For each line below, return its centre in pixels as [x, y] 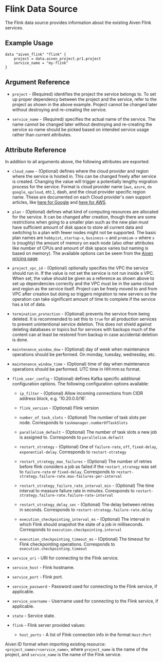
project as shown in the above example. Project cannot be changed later [85, 104]
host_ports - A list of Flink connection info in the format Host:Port [85, 635]
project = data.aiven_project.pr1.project [57, 59]
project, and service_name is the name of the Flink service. [63, 655]
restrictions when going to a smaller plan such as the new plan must [80, 222]
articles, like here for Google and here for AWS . [59, 202]
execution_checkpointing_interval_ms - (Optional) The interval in [84, 519]
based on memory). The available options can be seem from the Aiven [82, 253]
